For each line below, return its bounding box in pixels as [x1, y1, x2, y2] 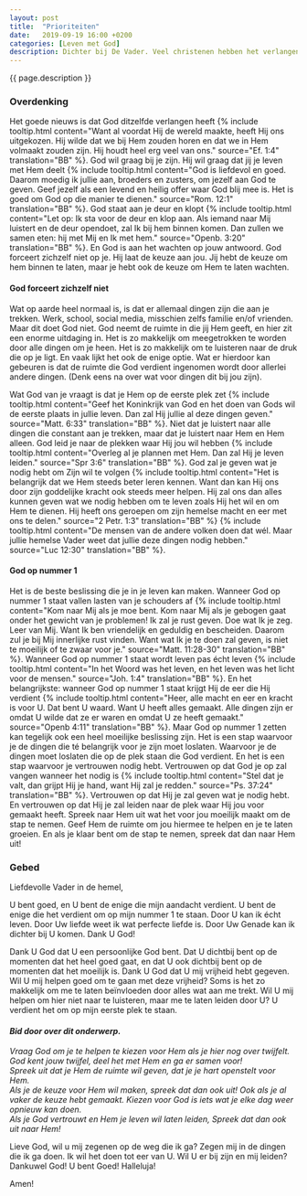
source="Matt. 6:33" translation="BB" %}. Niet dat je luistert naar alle [9, 418, 271, 429]
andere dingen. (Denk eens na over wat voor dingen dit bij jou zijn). [9, 371, 262, 382]
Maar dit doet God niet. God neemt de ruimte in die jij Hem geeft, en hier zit [9, 322, 292, 334]
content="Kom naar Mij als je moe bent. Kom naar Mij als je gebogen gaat [9, 604, 286, 615]
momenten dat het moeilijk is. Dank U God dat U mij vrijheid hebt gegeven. [9, 966, 290, 977]
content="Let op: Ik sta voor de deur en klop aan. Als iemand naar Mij [9, 213, 271, 224]
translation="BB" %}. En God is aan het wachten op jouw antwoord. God [9, 242, 281, 253]
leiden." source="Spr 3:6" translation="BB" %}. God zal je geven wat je [9, 456, 278, 467]
